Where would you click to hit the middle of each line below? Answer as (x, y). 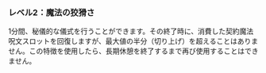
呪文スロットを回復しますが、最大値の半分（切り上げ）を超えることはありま (133, 41)
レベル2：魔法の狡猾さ (52, 12)
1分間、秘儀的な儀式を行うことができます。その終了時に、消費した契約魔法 (131, 31)
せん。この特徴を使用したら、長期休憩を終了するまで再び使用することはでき (133, 51)
